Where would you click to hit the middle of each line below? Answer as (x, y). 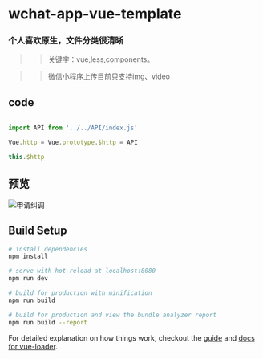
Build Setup (38, 231)
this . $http (26, 157)
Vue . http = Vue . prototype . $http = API (73, 143)
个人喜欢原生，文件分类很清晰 (66, 41)
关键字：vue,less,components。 (101, 59)
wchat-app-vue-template (95, 14)
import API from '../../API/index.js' (73, 128)
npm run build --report (48, 322)
